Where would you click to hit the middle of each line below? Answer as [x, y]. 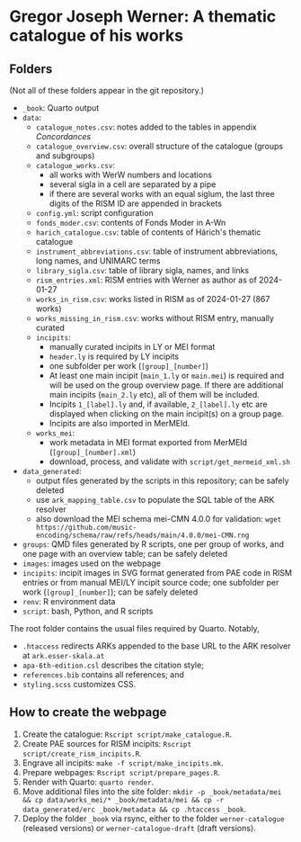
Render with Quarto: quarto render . [88, 782]
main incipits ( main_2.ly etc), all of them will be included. [155, 394]
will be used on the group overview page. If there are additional [166, 385]
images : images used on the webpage [92, 563]
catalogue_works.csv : [75, 165]
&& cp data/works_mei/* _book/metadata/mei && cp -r [123, 800]
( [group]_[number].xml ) [93, 452]
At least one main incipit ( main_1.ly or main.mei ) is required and [167, 376]
